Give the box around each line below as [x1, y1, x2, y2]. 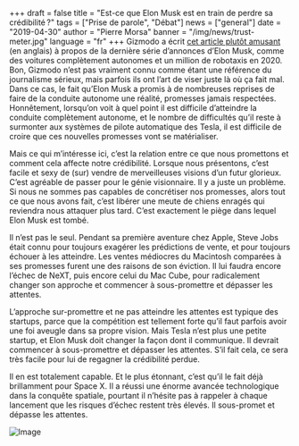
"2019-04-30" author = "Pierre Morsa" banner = [9, 27, 187, 37]
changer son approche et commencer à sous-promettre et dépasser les [9, 280, 274, 290]
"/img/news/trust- [188, 27, 255, 37]
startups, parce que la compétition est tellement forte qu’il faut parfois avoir [9, 316, 287, 326]
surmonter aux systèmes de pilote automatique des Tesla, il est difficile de [9, 122, 282, 132]
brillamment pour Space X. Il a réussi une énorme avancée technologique [9, 381, 279, 391]
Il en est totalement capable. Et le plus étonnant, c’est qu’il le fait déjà [9, 371, 263, 382]
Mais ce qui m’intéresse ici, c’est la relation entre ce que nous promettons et [9, 148, 289, 159]
